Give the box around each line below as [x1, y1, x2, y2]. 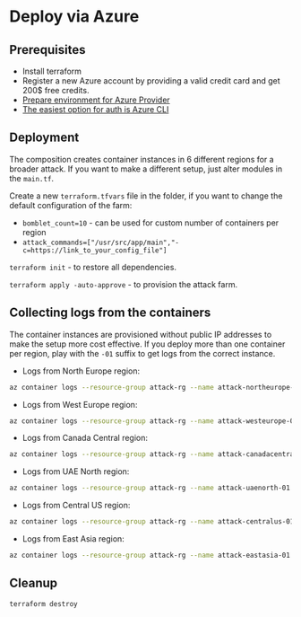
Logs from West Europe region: [21, 399, 138, 410]
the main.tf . [9, 172, 55, 183]
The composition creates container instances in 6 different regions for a [9, 154, 275, 164]
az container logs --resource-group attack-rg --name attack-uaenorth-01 [9, 483, 291, 493]
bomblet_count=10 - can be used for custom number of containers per [21, 217, 279, 228]
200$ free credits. [21, 85, 90, 95]
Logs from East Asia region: [21, 533, 125, 544]
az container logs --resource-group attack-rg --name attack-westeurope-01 [9, 416, 298, 426]
